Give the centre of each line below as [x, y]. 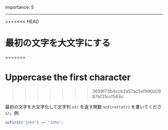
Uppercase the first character [68, 77]
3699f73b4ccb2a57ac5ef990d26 [127, 91]
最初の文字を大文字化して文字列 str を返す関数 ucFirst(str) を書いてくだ [81, 107]
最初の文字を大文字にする [58, 43]
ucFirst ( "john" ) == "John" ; [34, 122]
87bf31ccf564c [108, 96]
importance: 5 [19, 7]
